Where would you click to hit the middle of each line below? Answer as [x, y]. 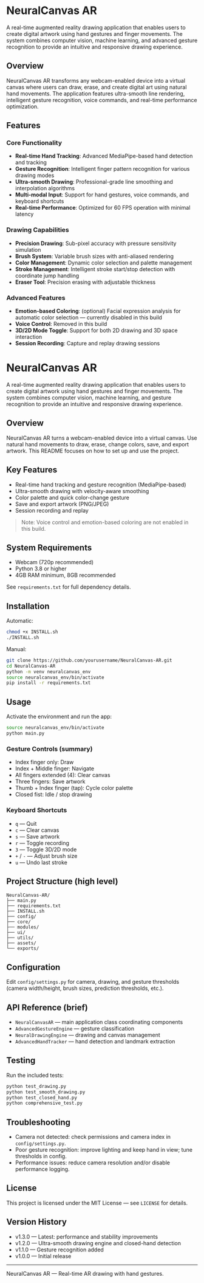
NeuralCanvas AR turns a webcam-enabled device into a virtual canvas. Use [102, 438]
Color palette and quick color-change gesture [72, 497]
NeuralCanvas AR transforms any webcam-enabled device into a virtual [96, 80]
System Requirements [49, 548]
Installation [28, 606]
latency [24, 214]
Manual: [16, 649]
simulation [28, 249]
